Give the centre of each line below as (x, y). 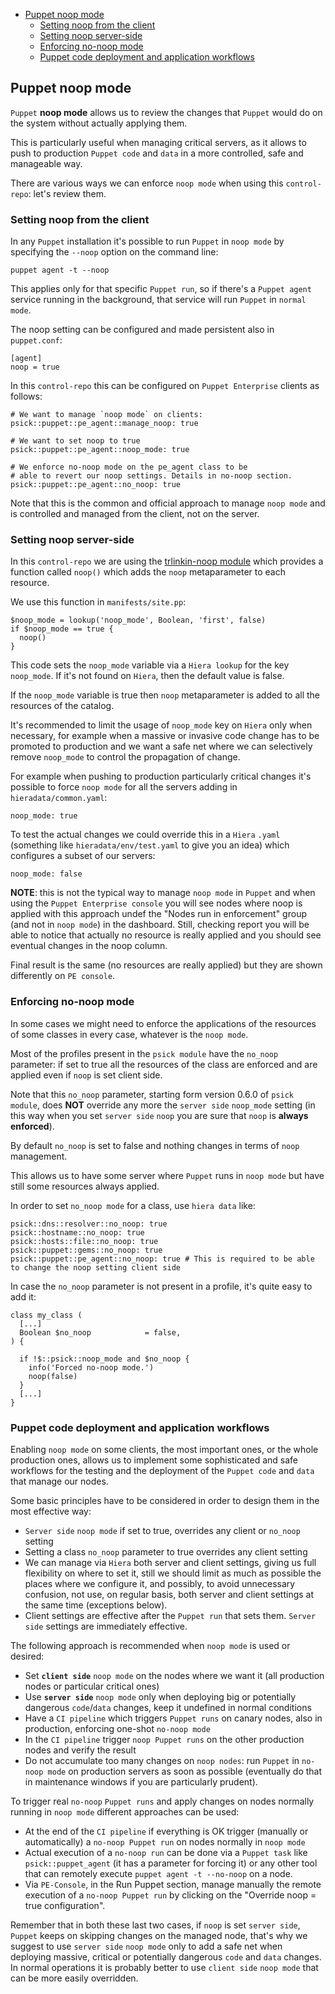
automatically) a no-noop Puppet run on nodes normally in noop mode (165, 1842)
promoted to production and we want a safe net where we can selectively (161, 746)
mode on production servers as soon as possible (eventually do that (185, 1771)
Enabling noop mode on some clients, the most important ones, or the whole (164, 1449)
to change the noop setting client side (96, 1267)
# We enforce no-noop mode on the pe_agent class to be (129, 467)
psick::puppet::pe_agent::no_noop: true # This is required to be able (162, 1259)
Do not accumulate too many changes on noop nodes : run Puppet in (162, 1760)
